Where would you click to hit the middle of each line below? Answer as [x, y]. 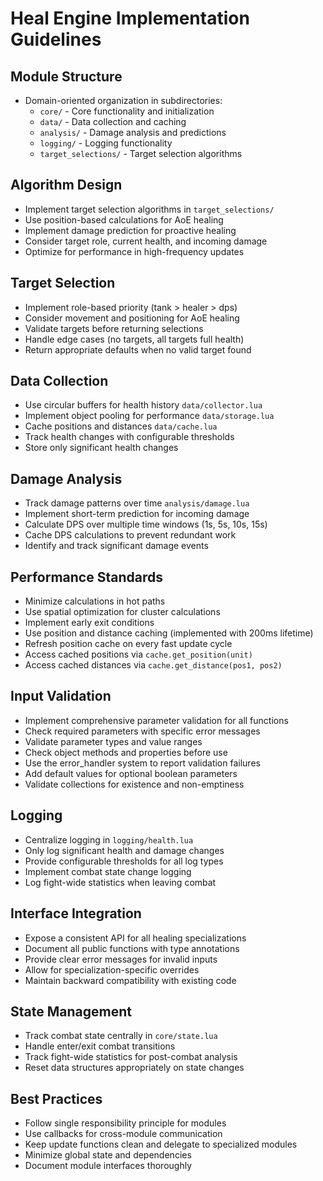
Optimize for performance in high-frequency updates [134, 251]
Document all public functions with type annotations [132, 948]
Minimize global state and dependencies [108, 1155]
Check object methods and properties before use [126, 752]
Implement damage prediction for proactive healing [130, 230]
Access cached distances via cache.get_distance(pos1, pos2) [153, 665]
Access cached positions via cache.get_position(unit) [138, 654]
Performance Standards [86, 577]
